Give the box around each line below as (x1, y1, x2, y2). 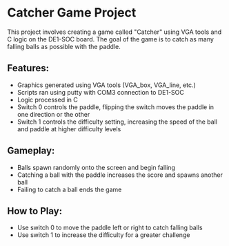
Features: (7, 62, 50, 74)
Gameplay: (7, 145, 55, 157)
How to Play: (7, 205, 63, 217)
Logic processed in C (17, 95, 78, 104)
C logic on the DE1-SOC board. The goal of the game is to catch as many (7, 35, 214, 43)
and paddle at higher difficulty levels (17, 124, 121, 133)
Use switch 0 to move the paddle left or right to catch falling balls (17, 223, 203, 232)
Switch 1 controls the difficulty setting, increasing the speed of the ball (17, 117, 217, 126)
